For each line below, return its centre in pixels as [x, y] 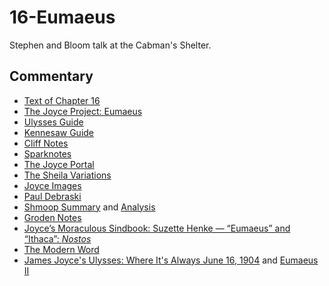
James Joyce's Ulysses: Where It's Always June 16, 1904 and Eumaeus [171, 260]
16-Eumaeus [62, 17]
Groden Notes [52, 217]
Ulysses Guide [53, 122]
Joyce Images [52, 185]
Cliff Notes [46, 143]
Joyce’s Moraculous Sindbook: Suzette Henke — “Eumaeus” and [157, 228]
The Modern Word [61, 249]
